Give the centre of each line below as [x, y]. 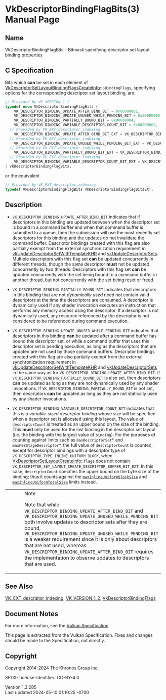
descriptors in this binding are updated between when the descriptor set [86, 222]
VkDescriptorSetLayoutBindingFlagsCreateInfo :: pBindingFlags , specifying [80, 87]
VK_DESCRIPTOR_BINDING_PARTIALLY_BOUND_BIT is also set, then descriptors [86, 378]
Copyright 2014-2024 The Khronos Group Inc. [52, 668]
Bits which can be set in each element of [47, 82]
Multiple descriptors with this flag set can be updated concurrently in [83, 259]
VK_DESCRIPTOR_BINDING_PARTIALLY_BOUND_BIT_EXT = [66, 153]
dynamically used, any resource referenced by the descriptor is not [81, 315]
